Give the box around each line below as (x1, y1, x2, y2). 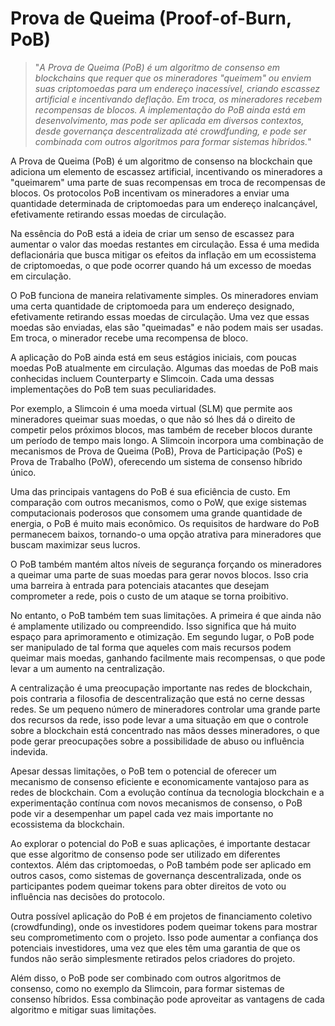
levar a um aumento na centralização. (10, 662, 166, 674)
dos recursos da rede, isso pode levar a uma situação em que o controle (10, 713, 309, 726)
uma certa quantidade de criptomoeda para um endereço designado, (10, 300, 295, 312)
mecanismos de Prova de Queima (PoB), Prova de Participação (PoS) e (10, 445, 303, 457)
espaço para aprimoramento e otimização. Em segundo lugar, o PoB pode (10, 630, 315, 642)
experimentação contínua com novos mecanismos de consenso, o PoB (10, 797, 303, 809)
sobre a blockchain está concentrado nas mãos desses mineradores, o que (10, 724, 320, 736)
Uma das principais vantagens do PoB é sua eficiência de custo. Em (10, 485, 291, 497)
